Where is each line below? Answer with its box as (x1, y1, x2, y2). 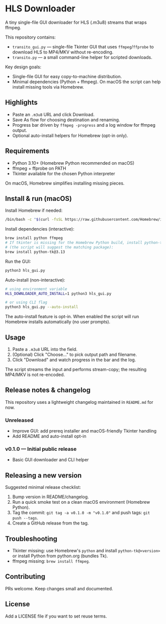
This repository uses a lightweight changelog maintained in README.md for (5, 399, 154, 405)
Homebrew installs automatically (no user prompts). (5, 319, 111, 325)
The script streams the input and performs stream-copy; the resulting (5, 366, 147, 372)
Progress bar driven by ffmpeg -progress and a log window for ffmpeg (12, 122, 156, 128)
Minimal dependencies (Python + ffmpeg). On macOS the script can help (12, 79, 161, 85)
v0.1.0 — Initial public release (5, 445, 77, 452)
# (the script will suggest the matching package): (5, 245, 114, 250)
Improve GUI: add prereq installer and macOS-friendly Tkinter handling (12, 428, 157, 434)
